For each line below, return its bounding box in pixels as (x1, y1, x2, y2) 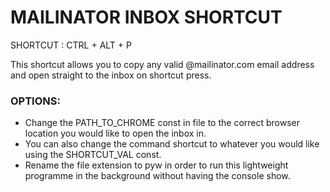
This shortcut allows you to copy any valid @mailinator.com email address (10, 58, 315, 70)
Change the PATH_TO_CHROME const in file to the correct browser (24, 117, 301, 129)
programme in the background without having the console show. (24, 170, 291, 182)
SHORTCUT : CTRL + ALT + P (10, 39, 132, 51)
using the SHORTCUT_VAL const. (24, 149, 162, 161)
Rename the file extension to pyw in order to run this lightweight (24, 159, 289, 171)
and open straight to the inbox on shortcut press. (10, 69, 212, 81)
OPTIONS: (10, 94, 61, 108)
